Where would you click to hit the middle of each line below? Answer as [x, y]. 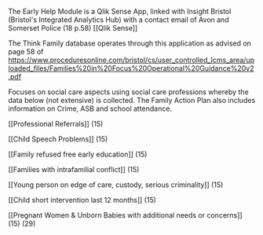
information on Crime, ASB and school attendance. [90, 108]
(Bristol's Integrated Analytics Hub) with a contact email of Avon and [119, 20]
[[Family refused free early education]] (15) [78, 154]
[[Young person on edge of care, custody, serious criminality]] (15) [116, 185]
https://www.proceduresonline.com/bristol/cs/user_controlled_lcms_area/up [131, 60]
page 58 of [26, 51]
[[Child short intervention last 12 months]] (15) [82, 200]
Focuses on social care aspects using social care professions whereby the [128, 92]
